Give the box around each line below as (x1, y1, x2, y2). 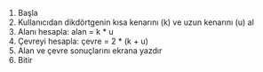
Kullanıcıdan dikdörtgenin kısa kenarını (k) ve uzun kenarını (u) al (17, 17, 255, 28)
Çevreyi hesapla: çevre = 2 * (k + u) (17, 36, 149, 46)
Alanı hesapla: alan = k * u (17, 27, 114, 36)
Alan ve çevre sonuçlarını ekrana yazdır (17, 45, 163, 56)
